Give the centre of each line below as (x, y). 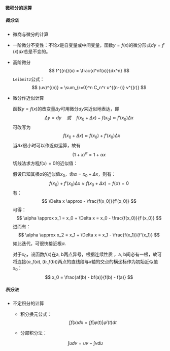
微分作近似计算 (28, 98)
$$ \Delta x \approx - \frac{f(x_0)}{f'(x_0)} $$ (89, 201)
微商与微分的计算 (30, 34)
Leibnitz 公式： (28, 79)
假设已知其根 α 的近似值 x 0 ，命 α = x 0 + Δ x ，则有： (64, 174)
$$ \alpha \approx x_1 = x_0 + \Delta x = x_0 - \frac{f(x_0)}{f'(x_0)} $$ (89, 218)
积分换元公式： (36, 314)
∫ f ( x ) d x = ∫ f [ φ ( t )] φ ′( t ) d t (93, 322)
